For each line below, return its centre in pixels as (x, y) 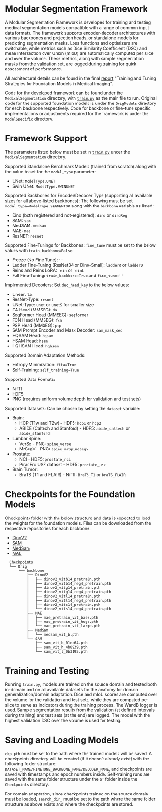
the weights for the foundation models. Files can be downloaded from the (78, 523)
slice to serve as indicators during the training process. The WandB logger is (81, 705)
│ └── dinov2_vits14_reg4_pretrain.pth (69, 609)
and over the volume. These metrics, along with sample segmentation (74, 58)
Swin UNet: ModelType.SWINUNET (43, 186)
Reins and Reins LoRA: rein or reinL (48, 270)
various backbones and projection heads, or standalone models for (72, 38)
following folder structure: (31, 763)
